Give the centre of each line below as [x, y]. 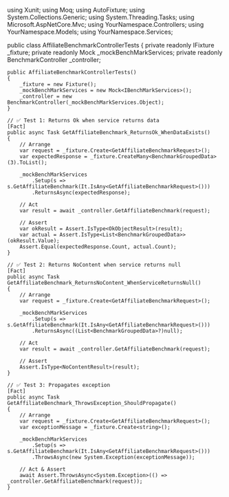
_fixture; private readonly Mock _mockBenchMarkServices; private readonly [115, 52]
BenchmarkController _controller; [54, 60]
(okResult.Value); [33, 241]
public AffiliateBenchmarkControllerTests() [72, 72]
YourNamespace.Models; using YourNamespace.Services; [90, 32]
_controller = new [46, 96]
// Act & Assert [43, 470]
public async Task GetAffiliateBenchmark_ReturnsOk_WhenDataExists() [109, 133]
